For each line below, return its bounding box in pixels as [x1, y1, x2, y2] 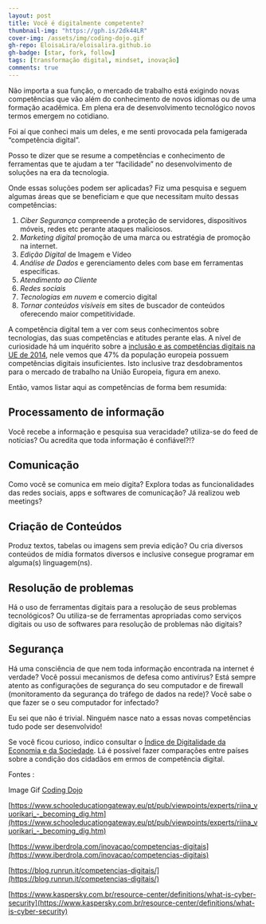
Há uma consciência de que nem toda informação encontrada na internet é [8, 663, 255, 673]
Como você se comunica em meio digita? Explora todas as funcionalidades [8, 480, 255, 489]
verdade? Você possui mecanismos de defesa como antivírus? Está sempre [8, 672, 256, 682]
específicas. [19, 266, 61, 276]
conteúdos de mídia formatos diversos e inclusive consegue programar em [8, 549, 255, 560]
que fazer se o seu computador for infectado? [8, 697, 159, 707]
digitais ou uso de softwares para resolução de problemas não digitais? [8, 619, 243, 628]
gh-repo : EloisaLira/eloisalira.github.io [8, 42, 151, 50]
